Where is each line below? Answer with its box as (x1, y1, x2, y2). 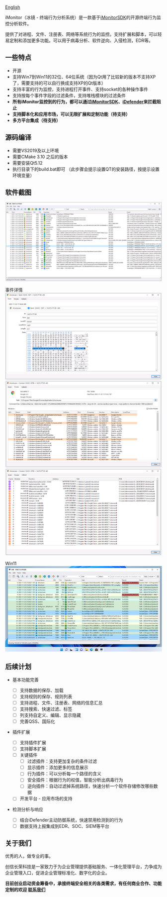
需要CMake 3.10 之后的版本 (12, 154, 68, 160)
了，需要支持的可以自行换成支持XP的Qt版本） (12, 80, 106, 86)
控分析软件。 (5, 21, 31, 26)
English (5, 4, 20, 10)
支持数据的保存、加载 (19, 687, 64, 693)
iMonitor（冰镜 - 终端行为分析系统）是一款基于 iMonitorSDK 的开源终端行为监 (5, 14, 162, 20)
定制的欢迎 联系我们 (5, 887, 46, 893)
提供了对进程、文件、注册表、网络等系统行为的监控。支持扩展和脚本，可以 (5, 31, 158, 37)
